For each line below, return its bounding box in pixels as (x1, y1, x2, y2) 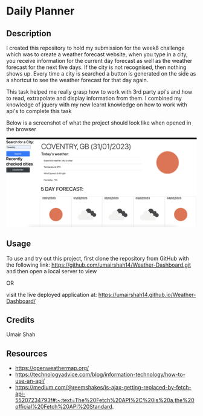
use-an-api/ (14, 377, 45, 385)
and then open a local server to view (6, 267, 97, 275)
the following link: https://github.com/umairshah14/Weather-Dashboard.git (6, 261, 192, 268)
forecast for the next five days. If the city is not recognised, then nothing (6, 63, 187, 71)
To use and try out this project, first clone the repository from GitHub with (6, 255, 189, 262)
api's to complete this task (6, 108, 72, 114)
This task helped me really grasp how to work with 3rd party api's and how (6, 88, 193, 95)
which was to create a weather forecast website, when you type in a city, (6, 51, 188, 58)
